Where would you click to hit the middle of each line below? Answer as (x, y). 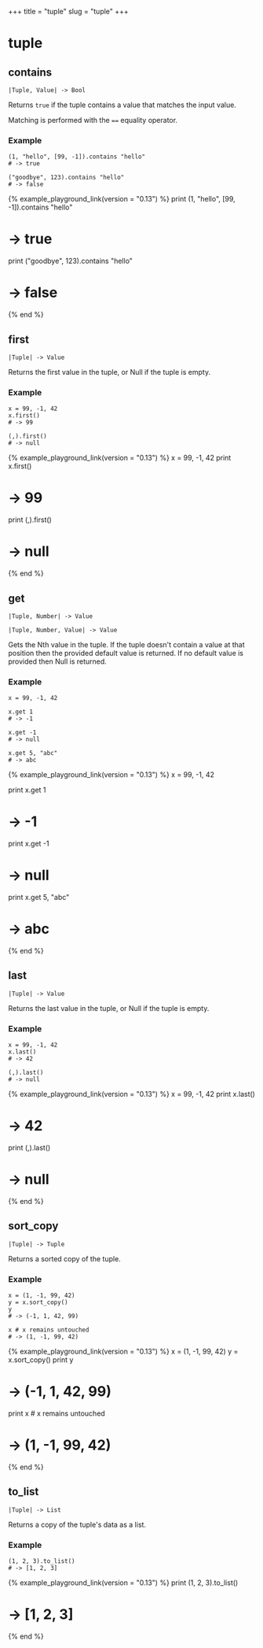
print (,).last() (29, 1148)
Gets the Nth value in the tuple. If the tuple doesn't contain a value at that (126, 644)
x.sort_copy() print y (41, 1360)
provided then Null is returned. (58, 661)
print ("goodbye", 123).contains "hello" (71, 261)
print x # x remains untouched (57, 1413)
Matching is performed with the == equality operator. (93, 120)
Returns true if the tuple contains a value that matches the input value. (122, 105)
